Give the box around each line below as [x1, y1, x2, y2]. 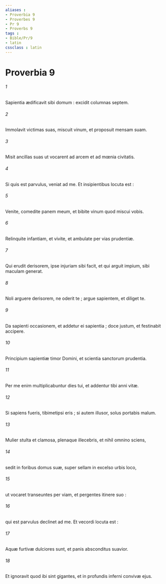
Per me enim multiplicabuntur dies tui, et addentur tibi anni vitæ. [5, 383, 139, 389]
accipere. [5, 328, 25, 334]
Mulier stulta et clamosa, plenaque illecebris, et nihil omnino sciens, [5, 437, 146, 443]
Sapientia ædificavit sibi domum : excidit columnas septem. [5, 100, 129, 106]
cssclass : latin [5, 45, 42, 50]
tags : [5, 31, 19, 36]
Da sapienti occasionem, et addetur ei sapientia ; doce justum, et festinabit [5, 323, 161, 329]
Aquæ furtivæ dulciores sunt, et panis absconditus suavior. [5, 546, 129, 552]
